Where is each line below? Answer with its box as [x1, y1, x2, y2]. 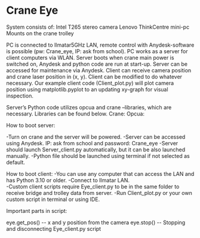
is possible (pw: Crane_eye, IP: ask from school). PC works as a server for [6, 47, 188, 54]
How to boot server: [6, 121, 56, 129]
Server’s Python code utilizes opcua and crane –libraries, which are [6, 103, 172, 111]
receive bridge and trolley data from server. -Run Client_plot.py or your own [6, 189, 192, 196]
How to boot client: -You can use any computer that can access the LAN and [6, 170, 195, 177]
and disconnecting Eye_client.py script [6, 225, 101, 232]
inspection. [6, 92, 34, 99]
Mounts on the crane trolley [6, 29, 74, 36]
